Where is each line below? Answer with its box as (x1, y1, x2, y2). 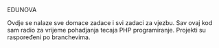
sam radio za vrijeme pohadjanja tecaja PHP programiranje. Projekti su (7, 26, 206, 34)
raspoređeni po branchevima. (7, 33, 91, 41)
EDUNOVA (7, 6, 37, 14)
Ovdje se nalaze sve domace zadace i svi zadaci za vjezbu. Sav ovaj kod (7, 19, 213, 26)
